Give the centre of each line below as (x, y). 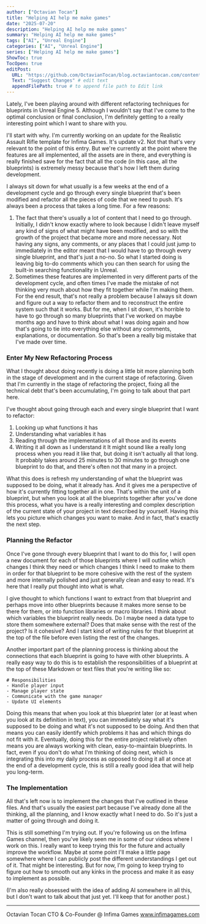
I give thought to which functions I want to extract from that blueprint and (99, 598)
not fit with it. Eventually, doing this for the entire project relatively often (97, 739)
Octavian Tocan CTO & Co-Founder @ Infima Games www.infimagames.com (103, 914)
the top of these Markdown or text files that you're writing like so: (89, 669)
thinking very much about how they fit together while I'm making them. (105, 290)
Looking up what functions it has (56, 428)
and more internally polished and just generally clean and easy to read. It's (101, 580)
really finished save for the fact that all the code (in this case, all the (92, 161)
